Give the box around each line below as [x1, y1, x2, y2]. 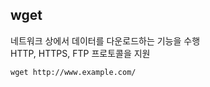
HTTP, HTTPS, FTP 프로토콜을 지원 [10, 47, 151, 59]
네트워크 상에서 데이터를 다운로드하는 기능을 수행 [10, 34, 201, 47]
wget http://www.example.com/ [10, 67, 137, 77]
